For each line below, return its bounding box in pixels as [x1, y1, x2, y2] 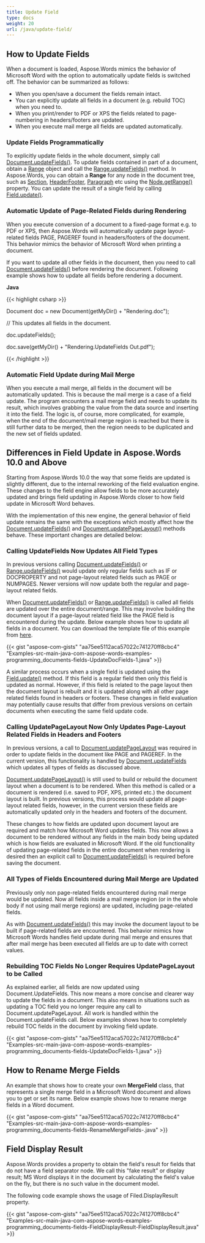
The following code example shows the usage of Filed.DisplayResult [6, 1191, 179, 1199]
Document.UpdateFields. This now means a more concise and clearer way [6, 990, 194, 997]
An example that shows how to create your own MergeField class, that [6, 1081, 185, 1089]
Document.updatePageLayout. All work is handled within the [6, 1009, 159, 1017]
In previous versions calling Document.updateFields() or [6, 560, 148, 568]
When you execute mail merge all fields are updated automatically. [15, 123, 183, 130]
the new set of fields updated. [6, 429, 82, 437]
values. [6, 946, 24, 954]
